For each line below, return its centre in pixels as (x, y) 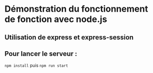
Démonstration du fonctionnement (76, 9)
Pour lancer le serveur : (41, 54)
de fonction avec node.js (56, 19)
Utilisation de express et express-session (69, 37)
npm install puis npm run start (36, 65)
